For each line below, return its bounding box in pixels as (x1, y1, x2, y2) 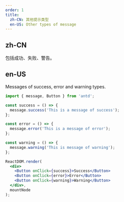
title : (5, 12, 19, 17)
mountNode (10, 187, 31, 192)
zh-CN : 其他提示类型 (10, 17, 49, 22)
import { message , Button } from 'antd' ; (5, 93, 95, 99)
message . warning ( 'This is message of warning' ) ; (10, 145, 115, 150)
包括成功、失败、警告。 (5, 55, 55, 61)
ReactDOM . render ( (5, 159, 42, 164)
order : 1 (5, 7, 24, 13)
